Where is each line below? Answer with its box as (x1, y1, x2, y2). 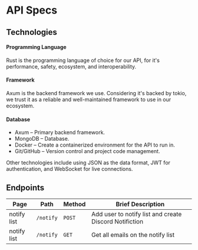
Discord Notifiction (91, 217, 143, 225)
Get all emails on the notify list (91, 231, 175, 239)
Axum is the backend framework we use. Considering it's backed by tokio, (6, 89, 187, 96)
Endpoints (6, 183, 45, 193)
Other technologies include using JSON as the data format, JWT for (6, 159, 171, 166)
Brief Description (115, 200, 165, 208)
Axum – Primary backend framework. (14, 129, 105, 136)
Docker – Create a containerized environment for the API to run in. (14, 141, 175, 148)
